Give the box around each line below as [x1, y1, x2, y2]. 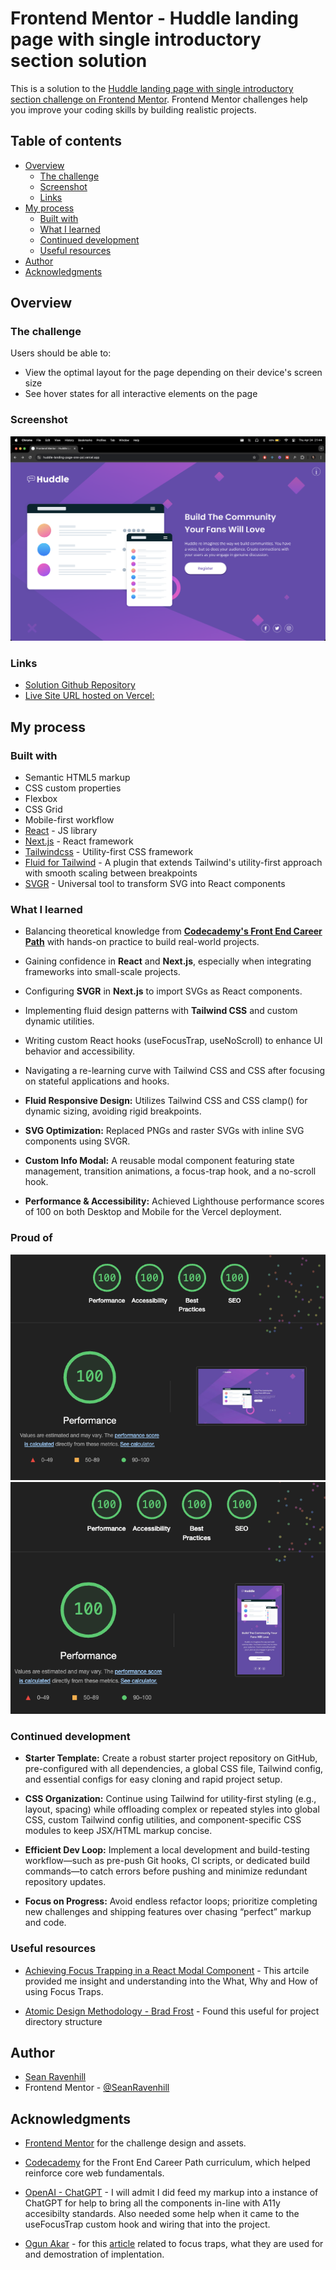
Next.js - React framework [24, 835, 134, 847]
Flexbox [24, 793, 58, 805]
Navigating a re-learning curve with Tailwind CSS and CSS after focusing [24, 1065, 326, 1077]
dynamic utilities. [24, 1015, 95, 1027]
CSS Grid [24, 803, 63, 816]
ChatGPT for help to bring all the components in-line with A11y [24, 2197, 281, 2209]
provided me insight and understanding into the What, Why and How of [24, 1975, 319, 1987]
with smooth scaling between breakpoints [24, 867, 198, 879]
